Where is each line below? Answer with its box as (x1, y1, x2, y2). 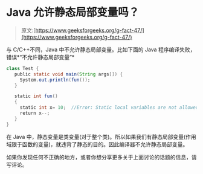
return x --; (19, 110, 50, 117)
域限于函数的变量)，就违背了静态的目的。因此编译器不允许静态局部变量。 (6, 140, 188, 148)
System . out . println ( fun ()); (19, 77, 91, 83)
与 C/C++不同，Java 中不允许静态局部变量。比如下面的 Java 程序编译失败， (6, 46, 196, 53)
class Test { (6, 65, 39, 71)
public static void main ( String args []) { (14, 71, 123, 77)
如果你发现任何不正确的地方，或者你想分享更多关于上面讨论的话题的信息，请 (6, 153, 197, 161)
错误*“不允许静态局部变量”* (6, 53, 75, 60)
